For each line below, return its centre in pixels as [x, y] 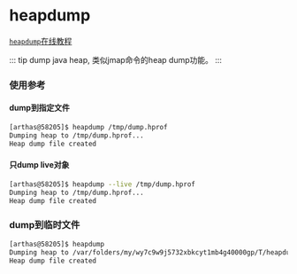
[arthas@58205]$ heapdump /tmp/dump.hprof [88, 128]
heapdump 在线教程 [41, 41]
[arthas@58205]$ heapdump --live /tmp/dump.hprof [103, 184]
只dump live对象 [39, 165]
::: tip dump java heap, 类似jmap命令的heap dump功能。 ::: [116, 59]
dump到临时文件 [45, 225]
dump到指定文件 [40, 108]
